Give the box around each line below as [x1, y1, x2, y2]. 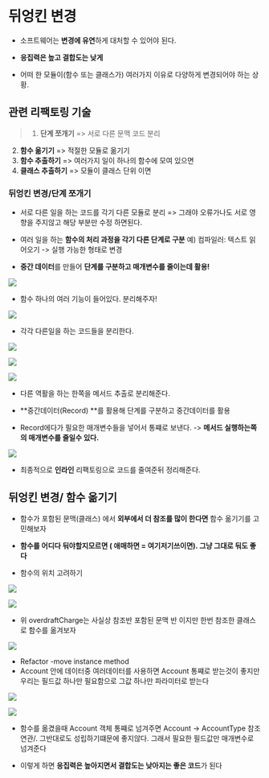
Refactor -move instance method [19, 657, 130, 666]
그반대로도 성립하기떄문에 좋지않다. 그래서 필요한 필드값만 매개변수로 [39, 733, 255, 743]
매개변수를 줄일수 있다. [27, 433, 100, 443]
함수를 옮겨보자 [28, 625, 76, 635]
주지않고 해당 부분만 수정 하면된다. [35, 218, 143, 228]
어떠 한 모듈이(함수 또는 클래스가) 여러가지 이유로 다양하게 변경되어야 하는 [19, 69, 251, 79]
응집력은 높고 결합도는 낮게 [19, 52, 104, 62]
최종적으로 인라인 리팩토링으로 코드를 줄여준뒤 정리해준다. [19, 465, 201, 475]
